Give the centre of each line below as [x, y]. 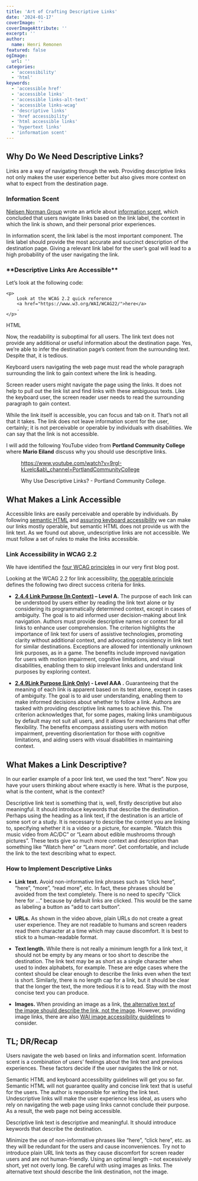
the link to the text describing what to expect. [61, 853]
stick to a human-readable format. [56, 937]
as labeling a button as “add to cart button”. [67, 906]
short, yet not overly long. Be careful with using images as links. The [89, 1166]
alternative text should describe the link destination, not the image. [87, 1172]
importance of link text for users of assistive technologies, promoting [99, 634]
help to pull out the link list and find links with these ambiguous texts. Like [96, 391]
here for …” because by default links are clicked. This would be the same [103, 901]
